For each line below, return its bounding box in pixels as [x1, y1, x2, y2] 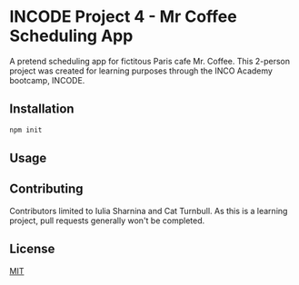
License [9, 241, 55, 257]
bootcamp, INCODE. [9, 74, 85, 85]
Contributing [9, 182, 84, 197]
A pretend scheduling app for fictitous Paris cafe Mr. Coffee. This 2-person [9, 55, 291, 66]
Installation [9, 102, 75, 117]
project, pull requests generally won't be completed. [9, 215, 205, 226]
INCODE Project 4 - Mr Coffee [9, 6, 238, 27]
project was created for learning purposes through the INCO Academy [9, 65, 273, 76]
